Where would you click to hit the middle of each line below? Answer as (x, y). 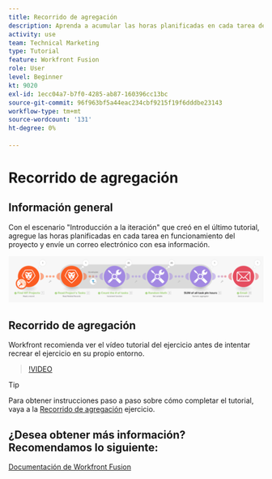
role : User (27, 69)
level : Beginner (36, 77)
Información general (61, 208)
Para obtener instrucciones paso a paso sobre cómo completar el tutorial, (131, 400)
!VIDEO (40, 370)
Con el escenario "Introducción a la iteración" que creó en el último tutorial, (134, 227)
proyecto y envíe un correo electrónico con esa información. (109, 244)
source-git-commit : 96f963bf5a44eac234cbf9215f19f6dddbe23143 (115, 103)
